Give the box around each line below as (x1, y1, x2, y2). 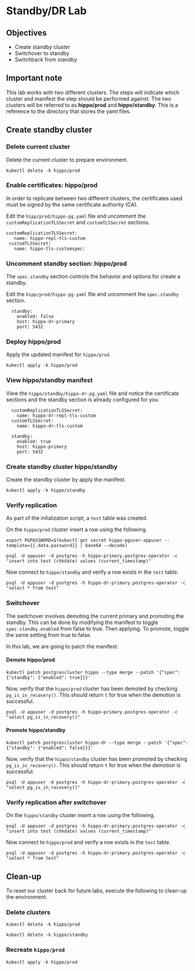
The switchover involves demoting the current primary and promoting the (6, 612, 184, 619)
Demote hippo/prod (6, 656, 55, 664)
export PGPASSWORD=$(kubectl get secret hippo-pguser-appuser (6, 538, 162, 544)
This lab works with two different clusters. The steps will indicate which (6, 89, 180, 96)
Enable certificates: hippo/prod (6, 181, 98, 189)
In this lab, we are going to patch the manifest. (6, 642, 119, 650)
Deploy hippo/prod (6, 337, 61, 346)
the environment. (6, 893, 48, 901)
